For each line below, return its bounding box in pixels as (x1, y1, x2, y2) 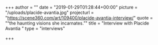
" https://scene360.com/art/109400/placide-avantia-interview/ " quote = (5, 15, 153, 20)
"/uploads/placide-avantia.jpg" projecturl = (5, 9, 94, 15)
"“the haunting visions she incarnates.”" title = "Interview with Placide (5, 20, 149, 26)
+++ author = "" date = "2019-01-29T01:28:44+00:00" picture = (5, 4, 138, 10)
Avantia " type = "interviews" (5, 25, 65, 31)
